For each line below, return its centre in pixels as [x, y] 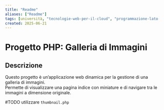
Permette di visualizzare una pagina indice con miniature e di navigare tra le [81, 88]
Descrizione [24, 65]
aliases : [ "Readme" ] [26, 14]
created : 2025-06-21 [26, 23]
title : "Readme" [21, 10]
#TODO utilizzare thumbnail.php [37, 102]
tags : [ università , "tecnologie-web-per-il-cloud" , [59, 19]
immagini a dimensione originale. [38, 93]
